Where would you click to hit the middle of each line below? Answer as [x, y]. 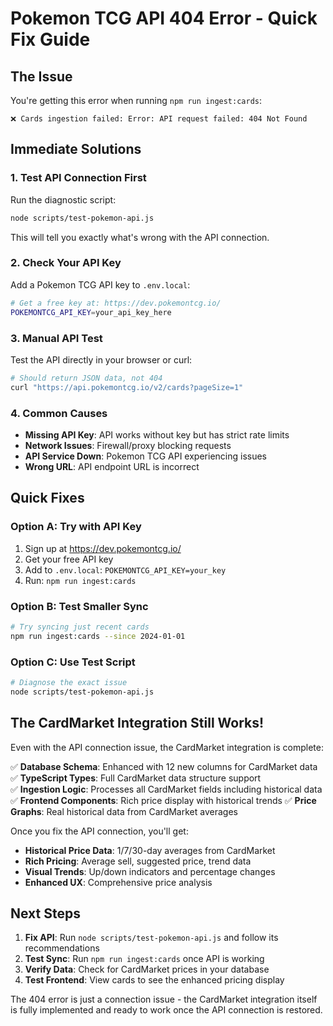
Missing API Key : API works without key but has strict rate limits [157, 434]
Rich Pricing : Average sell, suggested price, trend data [138, 861]
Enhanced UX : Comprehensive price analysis [118, 882]
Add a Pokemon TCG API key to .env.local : [100, 284]
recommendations [62, 948]
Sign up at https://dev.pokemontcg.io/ [103, 548]
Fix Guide [50, 39]
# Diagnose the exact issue [69, 682]
